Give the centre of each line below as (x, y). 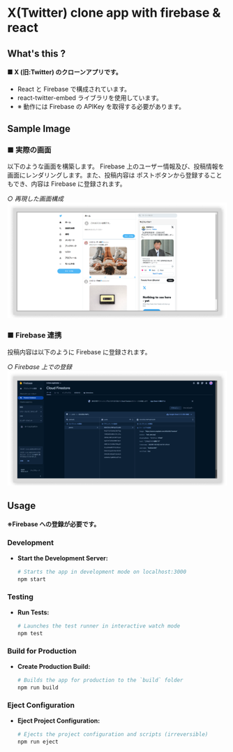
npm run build (38, 687)
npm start (32, 579)
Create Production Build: (54, 666)
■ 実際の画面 (29, 150)
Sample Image (39, 129)
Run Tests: (33, 612)
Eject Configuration (41, 705)
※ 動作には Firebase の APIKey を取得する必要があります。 (101, 106)
